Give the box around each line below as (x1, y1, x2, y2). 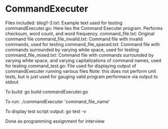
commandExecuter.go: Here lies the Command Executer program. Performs (5, 25, 163, 31)
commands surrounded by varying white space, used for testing (5, 47, 139, 53)
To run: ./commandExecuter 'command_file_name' (5, 98, 110, 104)
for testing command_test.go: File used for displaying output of (5, 63, 137, 69)
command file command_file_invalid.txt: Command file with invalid (5, 36, 143, 42)
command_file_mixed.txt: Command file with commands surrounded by (5, 52, 154, 58)
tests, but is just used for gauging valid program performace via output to (5, 73, 158, 79)
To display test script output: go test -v (5, 108, 87, 114)
